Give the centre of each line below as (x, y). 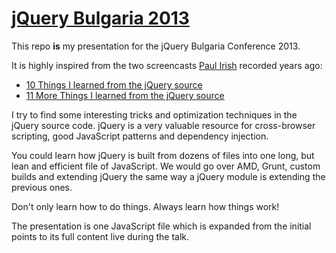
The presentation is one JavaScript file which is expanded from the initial (161, 226)
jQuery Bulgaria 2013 (100, 18)
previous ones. (42, 187)
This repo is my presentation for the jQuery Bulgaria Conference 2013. (156, 46)
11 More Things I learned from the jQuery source (125, 95)
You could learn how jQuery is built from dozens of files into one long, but (163, 155)
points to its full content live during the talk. (100, 236)
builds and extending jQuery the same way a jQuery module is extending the (168, 176)
